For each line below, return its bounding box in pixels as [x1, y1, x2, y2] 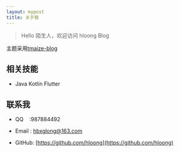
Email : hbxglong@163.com [14, 127, 83, 135]
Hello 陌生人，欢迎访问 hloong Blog [21, 31, 110, 39]
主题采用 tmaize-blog [6, 45, 58, 52]
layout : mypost [6, 8, 45, 15]
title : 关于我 [6, 14, 39, 21]
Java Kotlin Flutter [14, 80, 60, 87]
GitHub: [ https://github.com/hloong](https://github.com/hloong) [14, 139, 174, 147]
